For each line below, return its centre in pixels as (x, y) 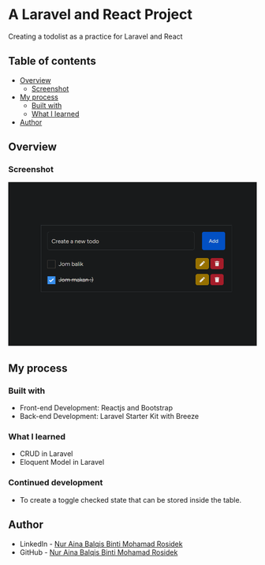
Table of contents (52, 61)
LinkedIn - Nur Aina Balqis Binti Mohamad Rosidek (101, 544)
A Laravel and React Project (101, 15)
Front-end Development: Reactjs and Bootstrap (96, 408)
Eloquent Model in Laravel (62, 462)
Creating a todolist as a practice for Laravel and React (95, 36)
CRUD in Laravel (46, 454)
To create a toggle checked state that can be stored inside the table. (131, 500)
